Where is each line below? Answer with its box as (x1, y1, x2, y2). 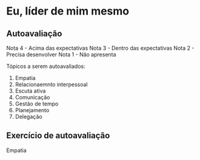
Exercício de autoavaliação (6, 130, 110, 141)
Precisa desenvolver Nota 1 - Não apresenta (6, 51, 116, 58)
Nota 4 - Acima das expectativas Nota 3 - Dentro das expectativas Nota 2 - (6, 44, 195, 52)
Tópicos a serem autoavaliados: (6, 62, 86, 70)
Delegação (15, 113, 42, 120)
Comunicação (15, 94, 50, 101)
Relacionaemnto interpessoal (15, 81, 88, 88)
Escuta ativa (15, 87, 46, 95)
